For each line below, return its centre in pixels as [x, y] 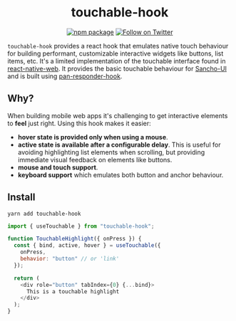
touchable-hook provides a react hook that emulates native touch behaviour [118, 46]
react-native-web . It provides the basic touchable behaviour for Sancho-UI [117, 68]
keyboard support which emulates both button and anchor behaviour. [120, 174]
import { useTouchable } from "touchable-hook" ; [81, 226]
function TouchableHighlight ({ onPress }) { [75, 239]
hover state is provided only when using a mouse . [93, 137]
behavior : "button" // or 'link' [70, 259]
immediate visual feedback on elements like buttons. [95, 159]
